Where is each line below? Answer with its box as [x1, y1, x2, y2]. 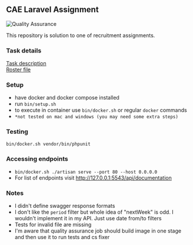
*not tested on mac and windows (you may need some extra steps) [14, 114, 178, 120]
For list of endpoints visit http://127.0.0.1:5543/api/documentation [14, 174, 172, 181]
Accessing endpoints [6, 154, 69, 163]
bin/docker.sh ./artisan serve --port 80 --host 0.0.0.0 [14, 169, 158, 175]
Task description [6, 60, 47, 67]
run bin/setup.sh [14, 100, 56, 108]
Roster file [6, 66, 31, 73]
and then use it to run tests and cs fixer [14, 234, 110, 241]
